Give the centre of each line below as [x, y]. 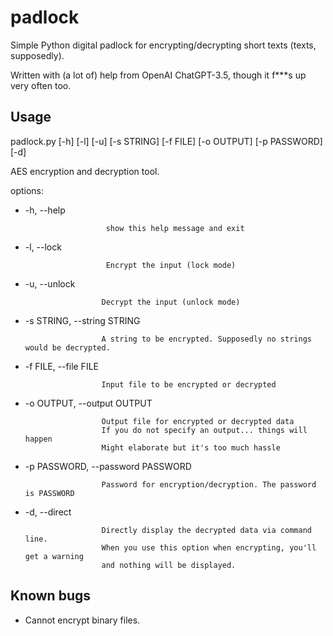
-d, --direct [48, 512]
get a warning [54, 556]
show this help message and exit [175, 228]
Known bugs [51, 596]
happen [38, 439]
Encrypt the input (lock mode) [171, 265]
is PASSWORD [49, 493]
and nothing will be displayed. [169, 565]
